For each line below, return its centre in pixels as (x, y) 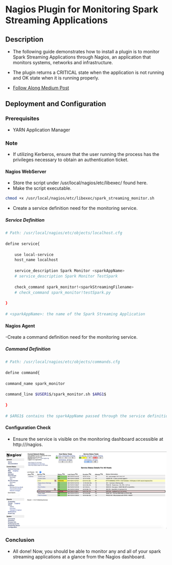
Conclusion (20, 540)
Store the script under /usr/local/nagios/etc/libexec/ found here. (80, 183)
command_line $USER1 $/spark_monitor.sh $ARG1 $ (56, 394)
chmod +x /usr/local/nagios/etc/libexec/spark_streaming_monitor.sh (80, 199)
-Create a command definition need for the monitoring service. (71, 337)
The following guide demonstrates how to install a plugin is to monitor (86, 52)
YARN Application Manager (41, 130)
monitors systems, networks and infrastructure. (63, 62)
